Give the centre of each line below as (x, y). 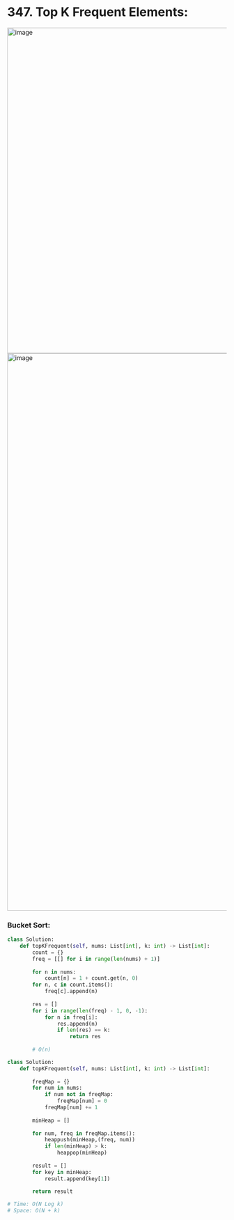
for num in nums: (57, 1088)
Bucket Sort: (29, 925)
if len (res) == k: (84, 1030)
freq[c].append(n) (71, 992)
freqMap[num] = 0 (82, 1101)
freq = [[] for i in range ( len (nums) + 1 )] (96, 959)
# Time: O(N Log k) (36, 1204)
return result (53, 1191)
